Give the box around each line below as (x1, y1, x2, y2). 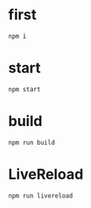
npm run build (8, 138, 56, 146)
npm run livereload (8, 191, 73, 200)
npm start (8, 85, 42, 93)
